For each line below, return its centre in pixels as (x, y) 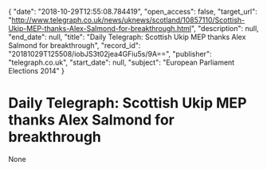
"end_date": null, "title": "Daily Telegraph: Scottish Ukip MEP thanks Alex (127, 37)
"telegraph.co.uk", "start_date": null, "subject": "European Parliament (122, 62)
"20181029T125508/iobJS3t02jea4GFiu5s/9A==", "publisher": (110, 54)
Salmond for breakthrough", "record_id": (75, 45)
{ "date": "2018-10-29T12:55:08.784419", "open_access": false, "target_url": (133, 12)
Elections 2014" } (37, 71)
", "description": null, (225, 28)
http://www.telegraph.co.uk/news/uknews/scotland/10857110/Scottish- (128, 20)
